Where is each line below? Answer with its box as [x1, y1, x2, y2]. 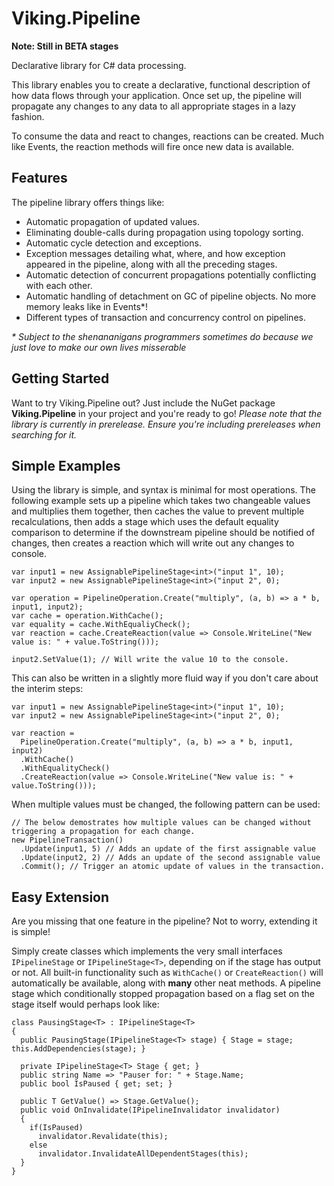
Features [11, 170, 68, 187]
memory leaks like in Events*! [25, 300, 148, 312]
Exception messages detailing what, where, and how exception [25, 247, 286, 259]
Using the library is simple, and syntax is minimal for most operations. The [11, 484, 317, 496]
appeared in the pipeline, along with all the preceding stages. [25, 258, 278, 270]
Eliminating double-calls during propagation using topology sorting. [25, 226, 304, 238]
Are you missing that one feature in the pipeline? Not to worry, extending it [11, 915, 318, 927]
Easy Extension [11, 888, 110, 906]
